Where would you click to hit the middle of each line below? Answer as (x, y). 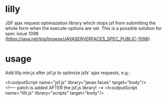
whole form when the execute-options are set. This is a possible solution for (83, 28)
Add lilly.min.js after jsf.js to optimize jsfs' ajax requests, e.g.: (68, 73)
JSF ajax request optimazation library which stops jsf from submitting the (80, 23)
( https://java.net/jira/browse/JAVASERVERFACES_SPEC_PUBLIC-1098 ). (78, 39)
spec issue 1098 (22, 33)
